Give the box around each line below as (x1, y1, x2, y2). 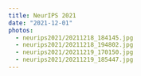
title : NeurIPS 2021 (8, 11, 77, 20)
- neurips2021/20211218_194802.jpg (15, 41, 134, 49)
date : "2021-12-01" (8, 19, 73, 27)
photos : (8, 26, 34, 34)
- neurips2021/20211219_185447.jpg (15, 56, 134, 64)
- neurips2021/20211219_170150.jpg (15, 48, 134, 56)
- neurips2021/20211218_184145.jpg (15, 33, 134, 42)
